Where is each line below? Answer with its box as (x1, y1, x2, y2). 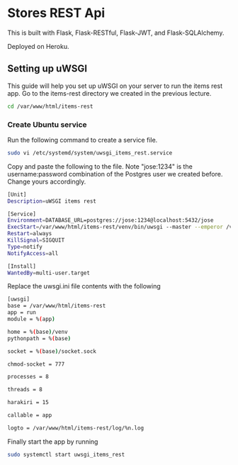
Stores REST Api (7, 5, 106, 21)
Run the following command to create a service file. (7, 135, 158, 144)
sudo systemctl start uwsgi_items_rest (7, 451, 125, 458)
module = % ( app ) (7, 315, 55, 323)
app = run (7, 309, 37, 316)
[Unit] (7, 191, 27, 198)
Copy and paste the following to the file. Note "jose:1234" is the (7, 162, 193, 171)
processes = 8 (7, 374, 50, 381)
